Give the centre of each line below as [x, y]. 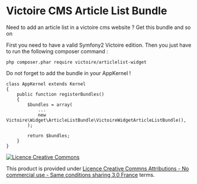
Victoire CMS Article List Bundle [87, 11]
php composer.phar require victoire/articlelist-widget [76, 62]
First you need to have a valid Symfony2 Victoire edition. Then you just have [99, 45]
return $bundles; [49, 135]
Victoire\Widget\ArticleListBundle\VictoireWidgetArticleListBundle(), [96, 120]
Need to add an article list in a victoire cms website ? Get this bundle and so [98, 27]
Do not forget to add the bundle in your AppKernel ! [69, 73]
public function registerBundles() [61, 94]
